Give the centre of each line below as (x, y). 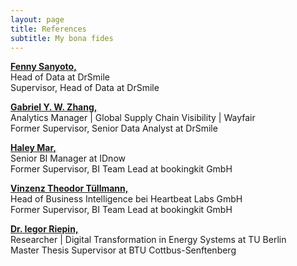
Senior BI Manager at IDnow (68, 158)
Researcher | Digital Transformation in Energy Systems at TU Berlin (148, 240)
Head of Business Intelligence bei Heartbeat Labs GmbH (126, 199)
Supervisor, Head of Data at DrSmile (85, 88)
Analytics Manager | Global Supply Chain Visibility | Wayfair (133, 118)
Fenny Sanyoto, (43, 67)
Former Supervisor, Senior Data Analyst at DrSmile (114, 128)
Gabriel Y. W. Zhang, (54, 107)
